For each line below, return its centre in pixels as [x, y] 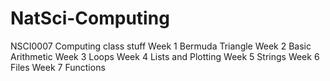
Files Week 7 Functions [58, 67]
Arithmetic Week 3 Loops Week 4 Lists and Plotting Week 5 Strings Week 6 [165, 56]
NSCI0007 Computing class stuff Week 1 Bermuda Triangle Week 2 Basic [161, 46]
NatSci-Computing [90, 18]
